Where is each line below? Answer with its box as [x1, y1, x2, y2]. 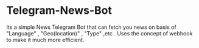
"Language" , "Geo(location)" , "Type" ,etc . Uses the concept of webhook [6, 29, 193, 37]
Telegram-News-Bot [6, 4, 113, 17]
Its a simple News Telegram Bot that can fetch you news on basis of [6, 23, 176, 31]
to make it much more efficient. [6, 36, 85, 43]
